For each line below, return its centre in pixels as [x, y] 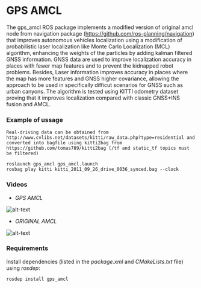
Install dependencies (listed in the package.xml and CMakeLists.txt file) [95, 261]
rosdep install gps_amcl [37, 279]
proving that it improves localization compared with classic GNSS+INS [93, 98]
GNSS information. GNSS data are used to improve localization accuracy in [99, 59]
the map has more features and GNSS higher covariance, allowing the [93, 78]
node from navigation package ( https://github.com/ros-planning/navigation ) [100, 33]
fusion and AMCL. [29, 104]
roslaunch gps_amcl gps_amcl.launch [52, 164]
